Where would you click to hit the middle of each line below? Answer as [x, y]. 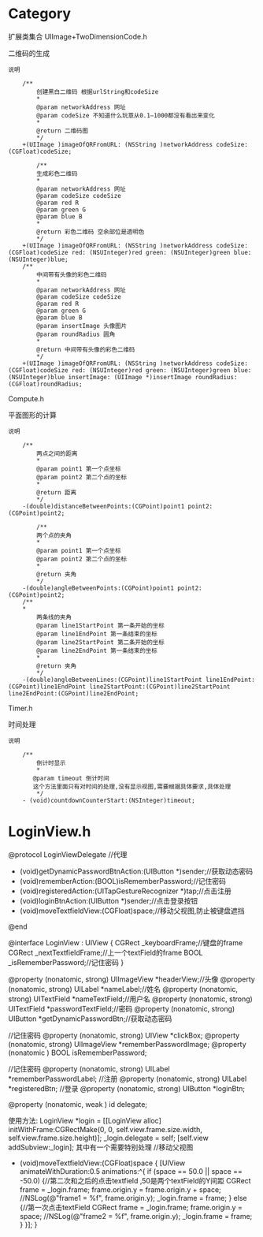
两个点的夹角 [54, 535]
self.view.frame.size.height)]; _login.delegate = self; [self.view [108, 1138]
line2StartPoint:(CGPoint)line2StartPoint [160, 687]
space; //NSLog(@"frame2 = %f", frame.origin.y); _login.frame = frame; [136, 1216]
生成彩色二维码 [57, 173]
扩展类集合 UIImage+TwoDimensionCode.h [78, 36]
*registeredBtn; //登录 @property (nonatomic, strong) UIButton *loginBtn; [127, 1088]
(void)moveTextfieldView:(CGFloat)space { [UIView [102, 1163]
